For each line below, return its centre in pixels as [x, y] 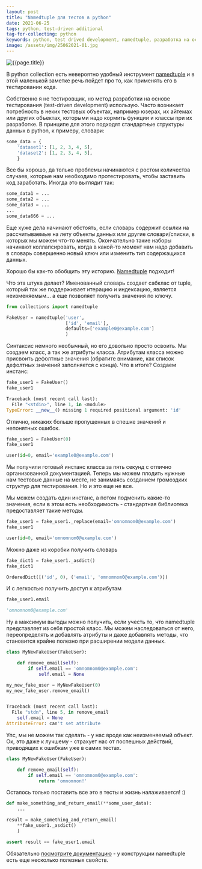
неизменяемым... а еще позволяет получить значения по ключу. [90, 295]
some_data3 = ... [28, 205]
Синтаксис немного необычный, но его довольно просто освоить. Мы [96, 346]
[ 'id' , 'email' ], [87, 323]
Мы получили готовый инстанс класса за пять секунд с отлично [89, 467]
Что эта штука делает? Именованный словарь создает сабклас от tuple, [99, 283]
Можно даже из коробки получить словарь [62, 549]
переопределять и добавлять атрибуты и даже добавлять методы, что [97, 635]
